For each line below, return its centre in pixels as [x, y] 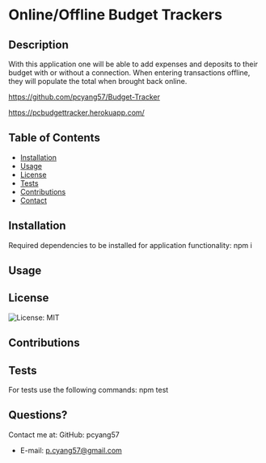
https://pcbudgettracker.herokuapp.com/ [77, 112]
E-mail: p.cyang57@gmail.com [71, 450]
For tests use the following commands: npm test [89, 390]
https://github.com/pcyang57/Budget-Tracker [84, 97]
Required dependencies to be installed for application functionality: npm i [130, 245]
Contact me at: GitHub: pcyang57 [64, 435]
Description [38, 45]
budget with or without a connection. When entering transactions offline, [129, 73]
